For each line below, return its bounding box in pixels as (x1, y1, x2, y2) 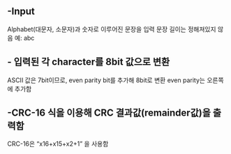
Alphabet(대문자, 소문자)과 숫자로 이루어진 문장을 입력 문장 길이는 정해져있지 (7, 24, 216, 33)
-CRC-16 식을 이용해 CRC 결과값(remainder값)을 (7, 107, 211, 119)
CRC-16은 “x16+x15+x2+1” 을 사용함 (7, 139, 109, 148)
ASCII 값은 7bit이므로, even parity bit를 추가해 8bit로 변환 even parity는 (7, 76, 206, 84)
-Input (7, 6, 35, 17)
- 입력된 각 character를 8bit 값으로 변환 (7, 56, 170, 68)
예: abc (14, 33, 35, 42)
